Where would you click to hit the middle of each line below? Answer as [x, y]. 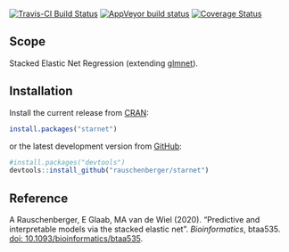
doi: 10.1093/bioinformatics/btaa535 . [76, 239]
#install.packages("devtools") [67, 162]
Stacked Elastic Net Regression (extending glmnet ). [104, 63]
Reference [39, 198]
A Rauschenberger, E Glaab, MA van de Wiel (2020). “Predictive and [135, 220]
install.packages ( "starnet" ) [63, 129]
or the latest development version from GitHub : [96, 146]
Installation [41, 91]
